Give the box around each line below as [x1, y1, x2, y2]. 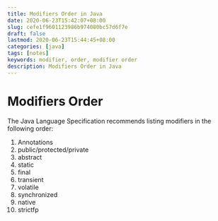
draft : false [7, 30, 46, 37]
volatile [17, 183, 39, 191]
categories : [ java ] [7, 43, 65, 50]
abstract [17, 153, 42, 161]
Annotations [17, 138, 53, 146]
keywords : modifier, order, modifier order [7, 56, 138, 64]
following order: [7, 124, 54, 133]
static [17, 160, 34, 169]
